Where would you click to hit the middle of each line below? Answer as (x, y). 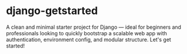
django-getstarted (52, 11)
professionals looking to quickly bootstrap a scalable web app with (86, 33)
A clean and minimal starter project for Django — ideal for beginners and (94, 27)
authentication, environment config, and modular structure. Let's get (89, 39)
